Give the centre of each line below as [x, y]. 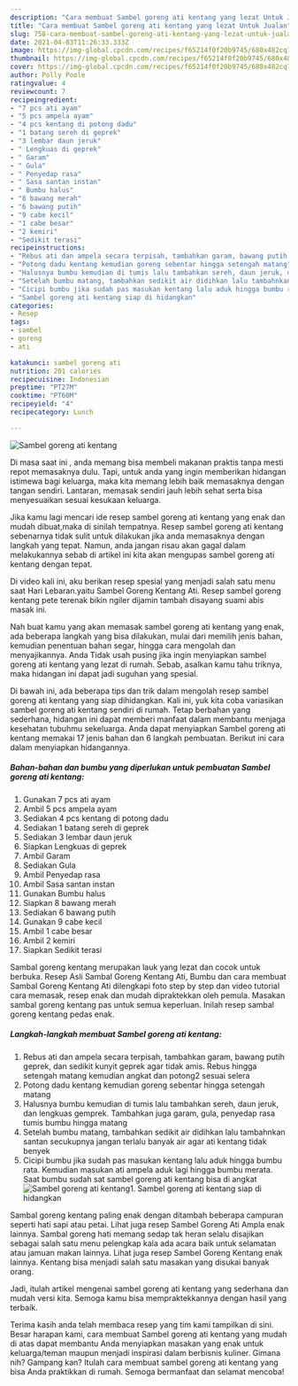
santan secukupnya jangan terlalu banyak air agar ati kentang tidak [145, 1141]
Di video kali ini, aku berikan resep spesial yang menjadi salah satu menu [143, 581]
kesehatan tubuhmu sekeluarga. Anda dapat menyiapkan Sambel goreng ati [148, 728]
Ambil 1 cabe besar [57, 931]
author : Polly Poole [48, 75]
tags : [20, 322]
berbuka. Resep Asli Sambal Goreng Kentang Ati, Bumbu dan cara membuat [148, 976]
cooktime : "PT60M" [44, 396]
